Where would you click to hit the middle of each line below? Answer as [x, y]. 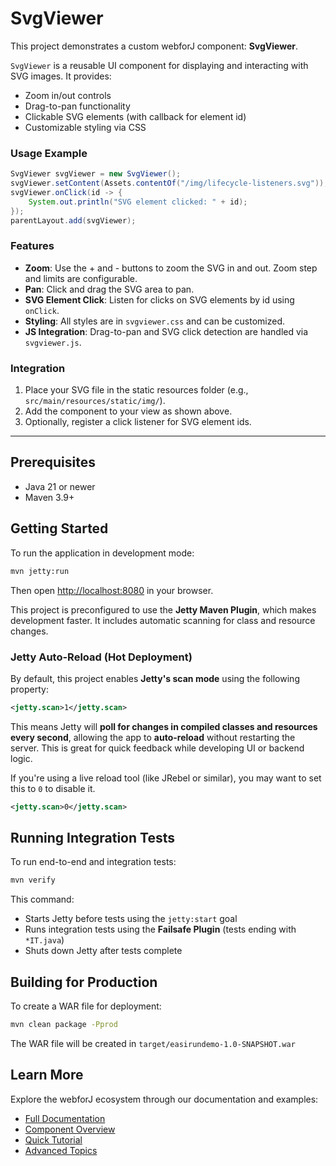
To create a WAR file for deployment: [86, 1006]
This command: [42, 899]
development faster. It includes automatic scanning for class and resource [163, 620]
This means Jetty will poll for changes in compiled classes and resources [164, 726]
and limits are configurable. [81, 278]
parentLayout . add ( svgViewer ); [73, 220]
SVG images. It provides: [61, 76]
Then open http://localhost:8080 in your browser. [112, 590]
